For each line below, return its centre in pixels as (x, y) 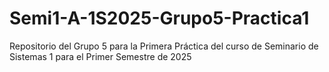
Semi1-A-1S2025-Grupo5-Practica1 (159, 18)
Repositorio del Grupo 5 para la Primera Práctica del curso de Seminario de (164, 46)
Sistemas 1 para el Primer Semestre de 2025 (100, 56)
